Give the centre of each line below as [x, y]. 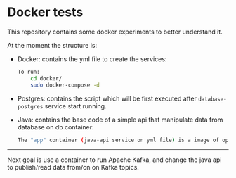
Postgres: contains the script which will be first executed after [107, 98]
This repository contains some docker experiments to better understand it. [115, 32]
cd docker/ [46, 78]
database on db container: [55, 127]
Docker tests [45, 12]
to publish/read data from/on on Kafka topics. [73, 167]
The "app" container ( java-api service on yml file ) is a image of [118, 140]
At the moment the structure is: [52, 45]
